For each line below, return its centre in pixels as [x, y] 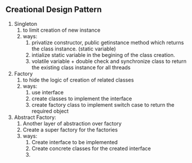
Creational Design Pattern [54, 10]
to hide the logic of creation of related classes [78, 80]
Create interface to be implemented [75, 142]
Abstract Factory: [35, 117]
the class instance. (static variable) [74, 49]
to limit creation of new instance [62, 30]
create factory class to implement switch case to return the [103, 104]
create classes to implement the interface [82, 99]
